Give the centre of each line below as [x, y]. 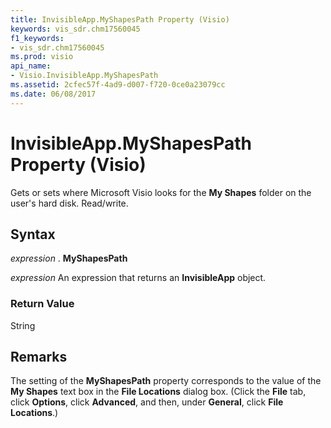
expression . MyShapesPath [69, 258]
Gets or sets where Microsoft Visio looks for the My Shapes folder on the [161, 192]
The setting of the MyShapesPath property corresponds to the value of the [166, 381]
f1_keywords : [37, 38]
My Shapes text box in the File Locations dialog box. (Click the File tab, [158, 392]
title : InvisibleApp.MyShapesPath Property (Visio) [120, 19]
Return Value [42, 304]
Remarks [39, 357]
